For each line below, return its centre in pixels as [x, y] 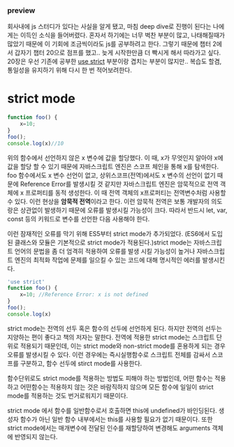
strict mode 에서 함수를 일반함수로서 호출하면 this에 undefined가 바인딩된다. [112, 410]
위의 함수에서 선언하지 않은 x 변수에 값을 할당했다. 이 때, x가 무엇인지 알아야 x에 [115, 157]
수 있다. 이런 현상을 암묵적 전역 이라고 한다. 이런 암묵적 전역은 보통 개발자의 [108, 201]
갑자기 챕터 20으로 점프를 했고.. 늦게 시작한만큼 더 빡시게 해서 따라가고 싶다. [118, 53]
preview [21, 10]
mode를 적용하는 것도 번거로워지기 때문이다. [68, 395]
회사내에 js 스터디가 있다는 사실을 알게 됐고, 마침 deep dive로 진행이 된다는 [109, 27]
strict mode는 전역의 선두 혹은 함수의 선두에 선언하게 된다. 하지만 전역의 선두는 [115, 328]
